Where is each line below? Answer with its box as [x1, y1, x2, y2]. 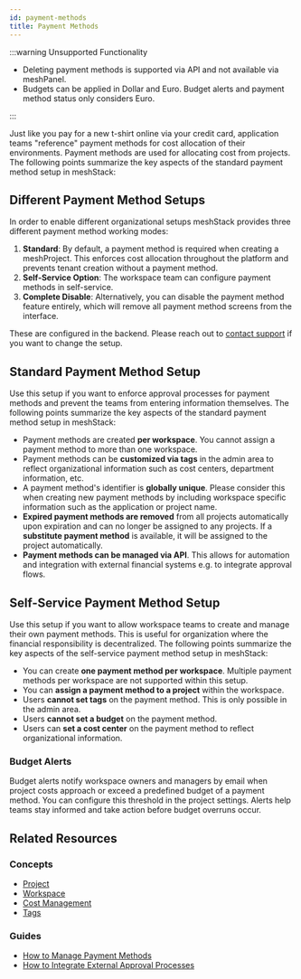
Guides [9, 929, 42, 942]
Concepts [9, 858, 54, 871]
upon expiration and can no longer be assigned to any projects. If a [22, 521, 273, 532]
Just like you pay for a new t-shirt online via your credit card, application [9, 127, 279, 138]
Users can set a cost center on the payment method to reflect [22, 722, 255, 733]
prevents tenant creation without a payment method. [22, 263, 219, 274]
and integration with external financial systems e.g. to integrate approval [22, 560, 292, 570]
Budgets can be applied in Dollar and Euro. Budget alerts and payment [22, 83, 285, 94]
